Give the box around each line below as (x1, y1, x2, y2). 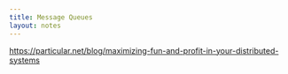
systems (9, 55, 40, 65)
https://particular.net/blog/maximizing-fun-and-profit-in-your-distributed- (9, 45, 279, 55)
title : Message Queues (9, 12, 93, 22)
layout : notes (9, 21, 62, 30)
